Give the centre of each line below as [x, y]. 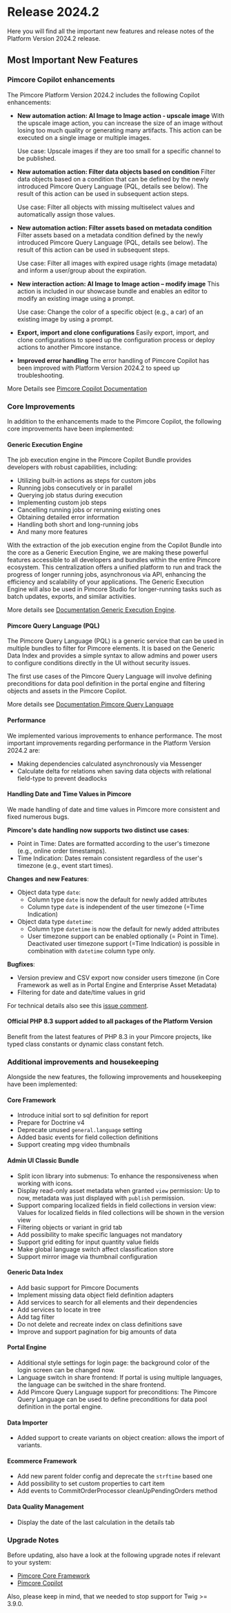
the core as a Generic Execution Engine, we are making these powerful [108, 553]
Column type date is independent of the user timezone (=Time [116, 907]
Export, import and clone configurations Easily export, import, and [113, 333]
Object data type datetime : [55, 921]
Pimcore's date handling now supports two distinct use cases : [98, 830]
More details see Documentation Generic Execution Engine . [92, 610]
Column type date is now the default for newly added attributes [117, 899]
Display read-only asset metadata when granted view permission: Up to [119, 1190]
